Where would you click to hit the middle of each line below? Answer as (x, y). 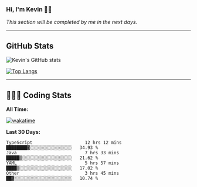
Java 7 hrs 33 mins (62, 153)
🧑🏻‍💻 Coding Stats (39, 95)
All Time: (17, 109)
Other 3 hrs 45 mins (62, 173)
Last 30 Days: (23, 131)
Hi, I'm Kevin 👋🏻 (29, 9)
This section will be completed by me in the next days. (72, 22)
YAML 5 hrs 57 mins (62, 163)
